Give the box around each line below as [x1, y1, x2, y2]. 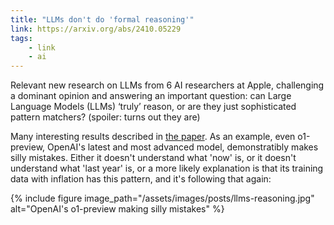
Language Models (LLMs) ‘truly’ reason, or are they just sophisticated [10, 101, 297, 113]
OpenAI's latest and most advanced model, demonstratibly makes [47, 141, 319, 153]
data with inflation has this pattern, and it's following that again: [10, 173, 272, 185]
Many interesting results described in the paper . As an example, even [10, 131, 296, 143]
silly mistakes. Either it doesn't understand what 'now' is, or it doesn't [10, 152, 297, 164]
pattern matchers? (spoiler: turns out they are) [10, 111, 201, 123]
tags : [10, 33, 33, 43]
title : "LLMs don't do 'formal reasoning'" [10, 14, 195, 25]
